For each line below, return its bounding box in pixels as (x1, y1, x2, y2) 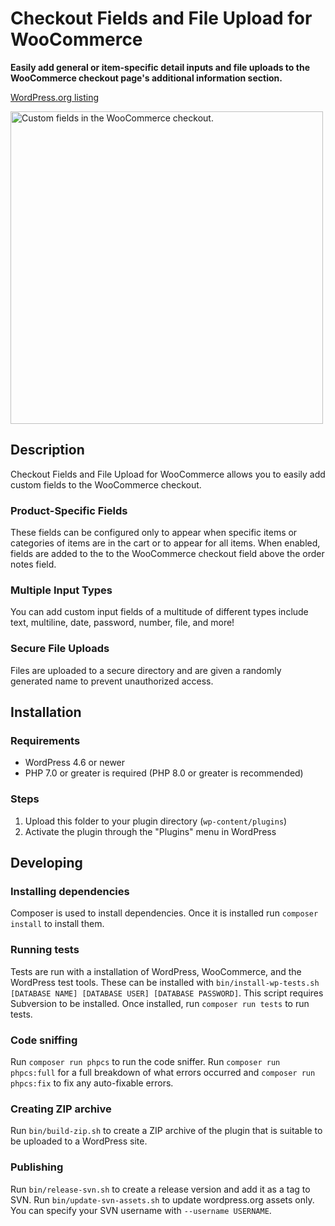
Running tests (10, 943, 80, 957)
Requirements (10, 733, 81, 747)
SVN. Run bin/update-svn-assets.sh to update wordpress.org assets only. (10, 1193, 315, 1206)
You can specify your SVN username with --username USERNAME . (10, 1204, 272, 1216)
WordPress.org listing (10, 91, 99, 103)
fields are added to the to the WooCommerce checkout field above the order (10, 548, 325, 560)
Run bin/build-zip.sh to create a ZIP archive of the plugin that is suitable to (10, 1125, 323, 1137)
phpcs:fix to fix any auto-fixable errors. (10, 1077, 174, 1089)
